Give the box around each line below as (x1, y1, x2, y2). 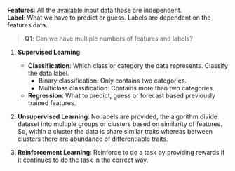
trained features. (27, 99, 76, 107)
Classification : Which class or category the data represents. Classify (27, 62, 228, 69)
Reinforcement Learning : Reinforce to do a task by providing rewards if (17, 149, 225, 156)
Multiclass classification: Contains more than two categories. (38, 84, 215, 92)
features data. (7, 21, 48, 29)
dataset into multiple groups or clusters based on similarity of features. (17, 120, 222, 128)
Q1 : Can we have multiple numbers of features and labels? (24, 34, 193, 43)
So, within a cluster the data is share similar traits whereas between (17, 128, 213, 135)
